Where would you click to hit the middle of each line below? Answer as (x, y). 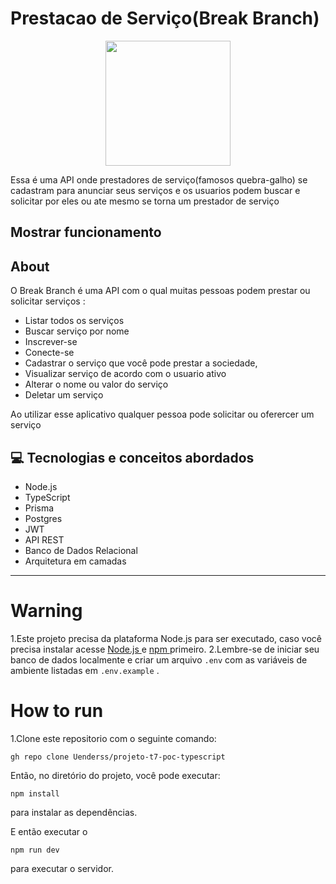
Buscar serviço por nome (77, 331)
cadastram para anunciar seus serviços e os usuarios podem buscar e (155, 190)
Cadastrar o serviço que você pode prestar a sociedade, (141, 363)
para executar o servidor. (62, 868)
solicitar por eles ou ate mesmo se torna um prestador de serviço (145, 201)
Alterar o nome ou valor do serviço (96, 384)
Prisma (39, 508)
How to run (57, 711)
